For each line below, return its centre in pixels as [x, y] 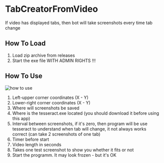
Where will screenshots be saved [46, 108]
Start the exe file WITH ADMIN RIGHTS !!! [54, 61]
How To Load [25, 44]
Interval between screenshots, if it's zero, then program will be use [80, 124]
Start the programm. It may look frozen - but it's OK [64, 155]
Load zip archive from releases [43, 55]
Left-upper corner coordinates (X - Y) [50, 98]
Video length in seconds [37, 144]
